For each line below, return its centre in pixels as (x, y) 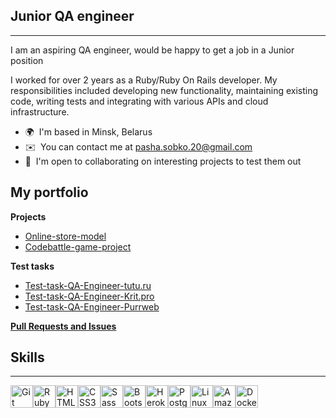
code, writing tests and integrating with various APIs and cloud (139, 101)
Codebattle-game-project (78, 246)
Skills (27, 357)
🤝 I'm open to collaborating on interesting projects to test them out (163, 161)
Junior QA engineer (72, 16)
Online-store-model (65, 236)
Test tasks (32, 266)
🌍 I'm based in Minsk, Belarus (88, 131)
